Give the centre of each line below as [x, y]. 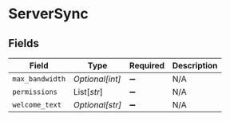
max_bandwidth [39, 79]
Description [195, 66]
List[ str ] [88, 92]
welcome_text [37, 105]
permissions [35, 92]
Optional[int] [97, 79]
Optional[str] [97, 105]
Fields [24, 43]
